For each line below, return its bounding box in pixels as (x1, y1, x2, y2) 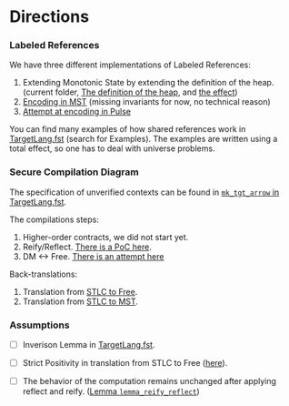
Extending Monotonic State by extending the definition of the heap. (22, 77, 274, 88)
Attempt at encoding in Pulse (22, 107, 132, 117)
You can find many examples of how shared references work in (9, 124, 246, 135)
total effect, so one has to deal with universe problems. (9, 143, 215, 154)
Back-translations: (9, 269, 78, 279)
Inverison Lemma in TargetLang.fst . (22, 340, 155, 350)
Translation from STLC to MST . (22, 296, 139, 307)
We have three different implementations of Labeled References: (9, 59, 252, 70)
